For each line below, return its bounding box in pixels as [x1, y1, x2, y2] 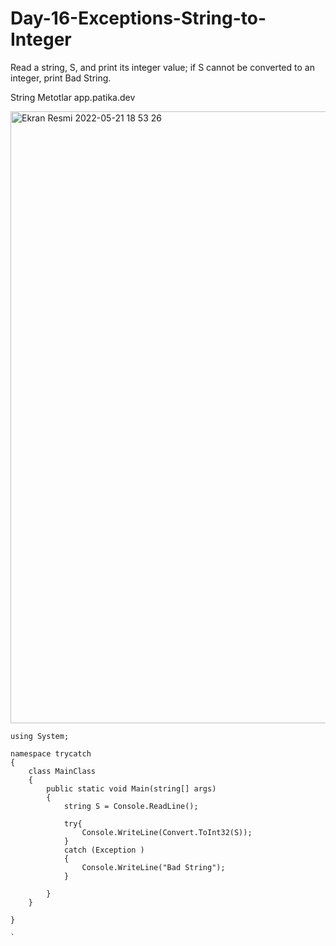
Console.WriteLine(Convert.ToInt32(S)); [81, 827, 253, 837]
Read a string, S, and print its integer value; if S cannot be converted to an [10, 61, 315, 73]
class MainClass [28, 766, 97, 776]
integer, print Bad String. [10, 72, 112, 84]
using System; [10, 731, 70, 741]
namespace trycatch [10, 748, 92, 759]
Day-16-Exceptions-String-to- [10, 7, 267, 30]
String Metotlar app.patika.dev [10, 91, 136, 103]
